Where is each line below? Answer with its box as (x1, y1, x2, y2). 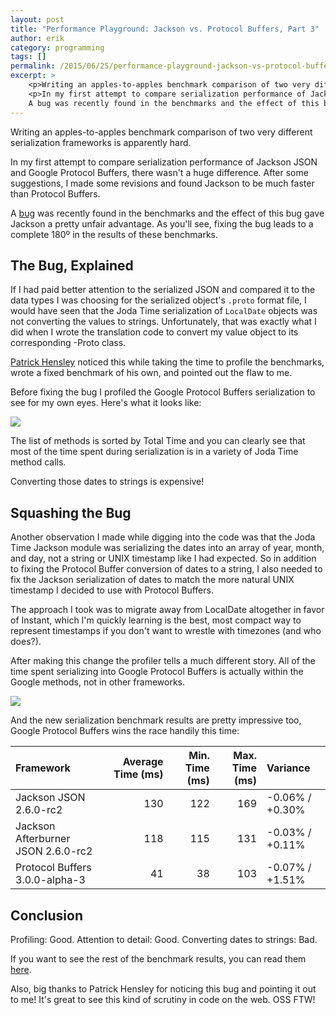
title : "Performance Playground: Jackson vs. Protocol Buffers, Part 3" (10, 24, 320, 34)
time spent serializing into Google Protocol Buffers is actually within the (10, 666, 304, 678)
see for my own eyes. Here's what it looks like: (10, 397, 202, 409)
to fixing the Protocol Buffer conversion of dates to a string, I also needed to (10, 563, 323, 575)
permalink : (10, 61, 56, 71)
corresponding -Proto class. (10, 337, 127, 349)
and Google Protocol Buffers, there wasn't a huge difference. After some (10, 166, 309, 178)
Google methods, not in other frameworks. (10, 676, 186, 688)
